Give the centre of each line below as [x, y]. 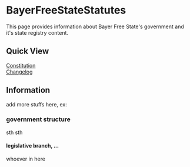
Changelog [19, 72]
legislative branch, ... [32, 146]
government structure [38, 119]
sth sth [14, 132]
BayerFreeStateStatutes [66, 10]
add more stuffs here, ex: [36, 104]
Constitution [21, 65]
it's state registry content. [37, 32]
